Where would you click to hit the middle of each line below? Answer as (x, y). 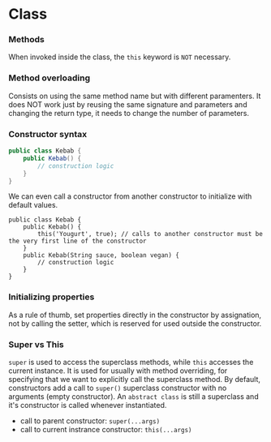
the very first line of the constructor (78, 241)
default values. (33, 205)
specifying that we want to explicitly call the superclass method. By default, (135, 380)
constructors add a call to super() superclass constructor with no (118, 388)
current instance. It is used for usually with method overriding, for (118, 371)
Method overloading (49, 78)
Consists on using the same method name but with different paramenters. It (135, 96)
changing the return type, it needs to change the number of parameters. (129, 113)
